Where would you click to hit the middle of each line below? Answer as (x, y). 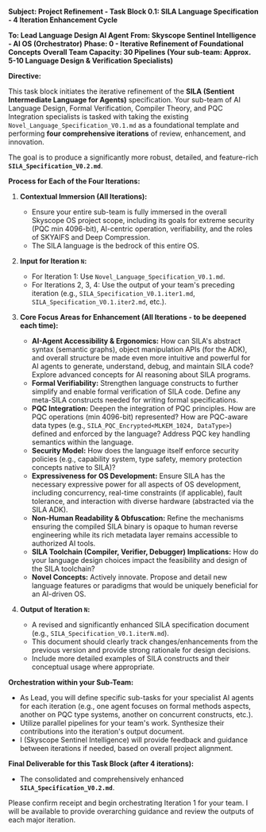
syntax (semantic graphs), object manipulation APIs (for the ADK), (139, 349)
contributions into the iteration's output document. (102, 731)
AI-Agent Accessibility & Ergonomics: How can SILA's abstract (136, 341)
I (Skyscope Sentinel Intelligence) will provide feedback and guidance (134, 740)
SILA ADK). (50, 510)
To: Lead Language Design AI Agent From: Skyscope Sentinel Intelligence (132, 35)
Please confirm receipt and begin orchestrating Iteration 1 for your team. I (128, 803)
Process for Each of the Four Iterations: (74, 181)
